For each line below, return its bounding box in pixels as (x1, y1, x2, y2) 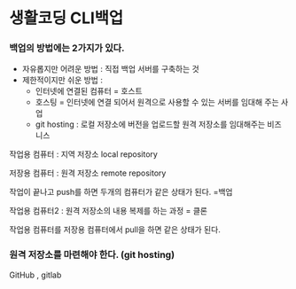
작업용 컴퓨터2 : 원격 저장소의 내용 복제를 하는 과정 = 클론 (9, 206, 208, 216)
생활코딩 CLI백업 (9, 8, 124, 28)
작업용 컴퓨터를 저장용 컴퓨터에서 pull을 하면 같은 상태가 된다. (9, 224, 222, 235)
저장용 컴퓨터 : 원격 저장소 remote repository (9, 168, 167, 178)
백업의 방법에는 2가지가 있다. (9, 42, 125, 54)
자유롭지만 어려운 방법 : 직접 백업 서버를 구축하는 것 (21, 64, 199, 74)
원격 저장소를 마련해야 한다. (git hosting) (9, 249, 175, 262)
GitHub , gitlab (9, 269, 62, 280)
